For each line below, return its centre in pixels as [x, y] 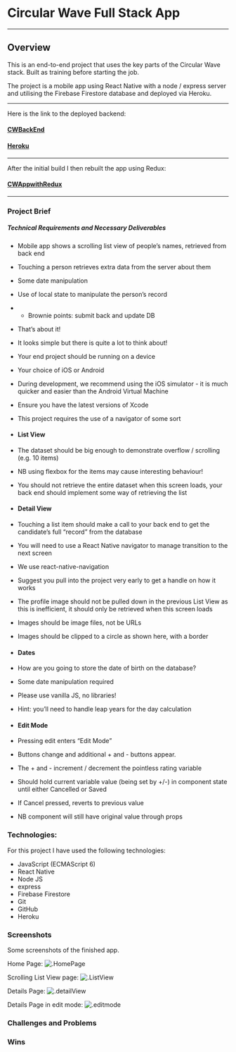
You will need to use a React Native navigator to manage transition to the [123, 546]
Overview [29, 48]
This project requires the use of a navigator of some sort [99, 418]
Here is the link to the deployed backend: [67, 114]
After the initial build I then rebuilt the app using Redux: [87, 168]
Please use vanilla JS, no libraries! [67, 695]
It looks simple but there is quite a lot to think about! [92, 343]
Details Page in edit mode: [45, 1005]
